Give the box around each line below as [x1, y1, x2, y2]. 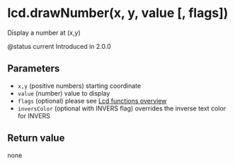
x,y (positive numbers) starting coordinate [17, 81, 142, 90]
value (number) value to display [17, 89, 110, 97]
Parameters [7, 62, 60, 75]
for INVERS [17, 111, 51, 120]
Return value [7, 132, 65, 144]
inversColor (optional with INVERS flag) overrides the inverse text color [17, 104, 227, 113]
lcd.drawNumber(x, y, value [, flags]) [7, 5, 229, 21]
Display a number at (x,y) [7, 28, 81, 37]
